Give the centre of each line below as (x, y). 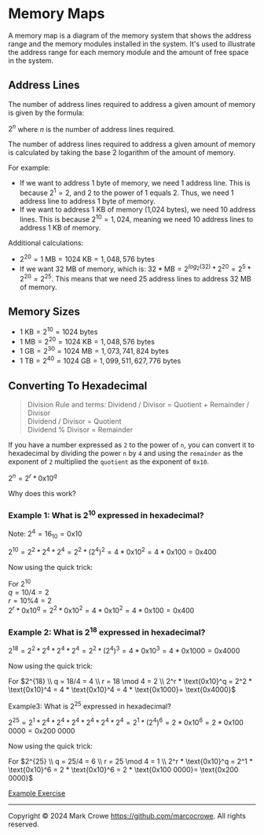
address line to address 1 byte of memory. (87, 201)
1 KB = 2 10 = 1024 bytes (59, 331)
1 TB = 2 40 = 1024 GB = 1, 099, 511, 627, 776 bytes (100, 360)
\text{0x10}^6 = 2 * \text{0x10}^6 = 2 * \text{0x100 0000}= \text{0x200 (123, 770)
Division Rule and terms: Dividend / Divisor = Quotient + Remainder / (138, 404)
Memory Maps (57, 14)
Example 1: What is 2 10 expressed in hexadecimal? (106, 514)
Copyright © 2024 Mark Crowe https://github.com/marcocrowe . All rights (127, 816)
